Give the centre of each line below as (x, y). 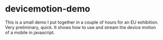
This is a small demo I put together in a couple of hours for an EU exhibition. (82, 22)
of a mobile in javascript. (30, 32)
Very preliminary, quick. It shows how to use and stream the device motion (81, 27)
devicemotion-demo (48, 9)
